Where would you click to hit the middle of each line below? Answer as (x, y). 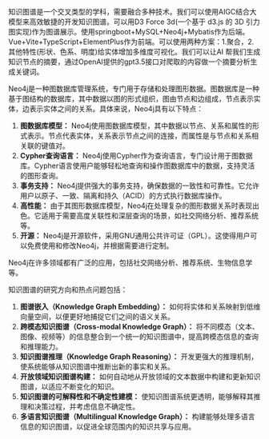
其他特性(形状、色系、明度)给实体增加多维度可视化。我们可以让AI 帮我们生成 (134, 52)
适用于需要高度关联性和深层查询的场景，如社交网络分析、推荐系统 (150, 216)
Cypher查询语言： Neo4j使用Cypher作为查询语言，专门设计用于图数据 (137, 156)
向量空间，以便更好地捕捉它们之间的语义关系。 (97, 317)
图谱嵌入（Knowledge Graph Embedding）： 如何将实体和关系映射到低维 (140, 307)
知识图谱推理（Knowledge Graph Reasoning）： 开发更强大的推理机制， (139, 357)
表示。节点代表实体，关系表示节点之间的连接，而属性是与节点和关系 (139, 136)
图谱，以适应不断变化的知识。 (69, 387)
